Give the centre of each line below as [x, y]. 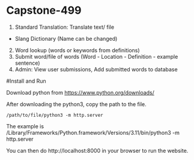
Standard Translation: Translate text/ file [65, 27]
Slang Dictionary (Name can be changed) [66, 38]
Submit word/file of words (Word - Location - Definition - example [96, 56]
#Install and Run [26, 81]
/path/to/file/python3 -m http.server [55, 115]
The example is [25, 126]
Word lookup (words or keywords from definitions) [77, 50]
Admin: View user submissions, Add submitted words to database [96, 69]
